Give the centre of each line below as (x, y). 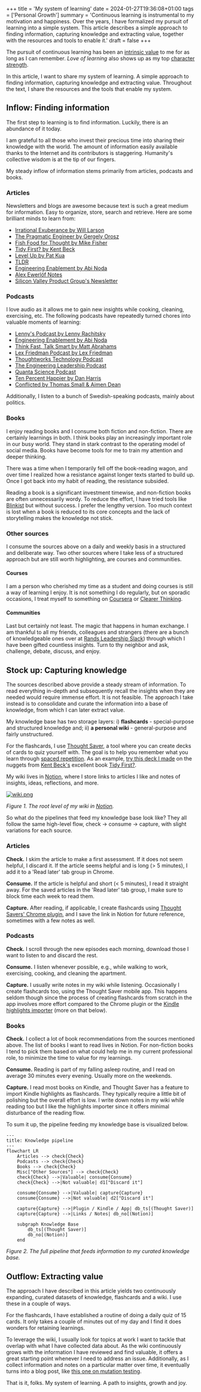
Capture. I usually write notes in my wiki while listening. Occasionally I (93, 984)
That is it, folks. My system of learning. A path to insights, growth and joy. (97, 1382)
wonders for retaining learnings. (46, 1327)
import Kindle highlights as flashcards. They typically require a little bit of (96, 1094)
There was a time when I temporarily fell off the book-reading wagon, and (97, 468)
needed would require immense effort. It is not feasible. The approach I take (100, 697)
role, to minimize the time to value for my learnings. (69, 1058)
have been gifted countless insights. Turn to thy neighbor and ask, (88, 645)
